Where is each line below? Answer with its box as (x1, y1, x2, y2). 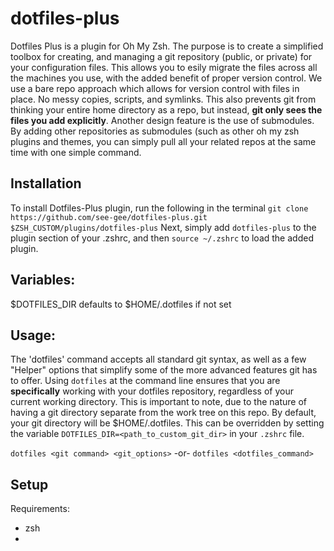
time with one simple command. (10, 146, 142, 158)
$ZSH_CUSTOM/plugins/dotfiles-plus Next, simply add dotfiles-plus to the (10, 221, 317, 233)
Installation (10, 175, 82, 192)
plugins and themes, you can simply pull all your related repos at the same (10, 135, 317, 147)
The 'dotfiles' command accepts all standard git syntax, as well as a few (10, 353, 307, 366)
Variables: (10, 272, 76, 289)
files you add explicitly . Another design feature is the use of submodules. (10, 114, 315, 126)
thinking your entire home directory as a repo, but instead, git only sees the (10, 103, 323, 116)
